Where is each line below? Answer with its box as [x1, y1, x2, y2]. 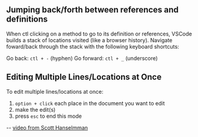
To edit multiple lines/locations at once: [6, 88, 104, 95]
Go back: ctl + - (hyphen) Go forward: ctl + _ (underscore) [6, 54, 158, 62]
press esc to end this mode [14, 112, 82, 120]
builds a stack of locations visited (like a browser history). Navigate [6, 36, 173, 44]
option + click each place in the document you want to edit [14, 99, 166, 107]
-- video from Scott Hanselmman [6, 124, 88, 131]
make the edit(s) [14, 106, 56, 113]
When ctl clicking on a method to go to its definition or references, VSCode [6, 30, 193, 37]
